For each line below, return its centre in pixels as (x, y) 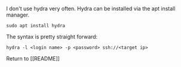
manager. (18, 15)
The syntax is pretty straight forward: (52, 37)
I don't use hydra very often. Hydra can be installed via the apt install (91, 9)
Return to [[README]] (33, 58)
